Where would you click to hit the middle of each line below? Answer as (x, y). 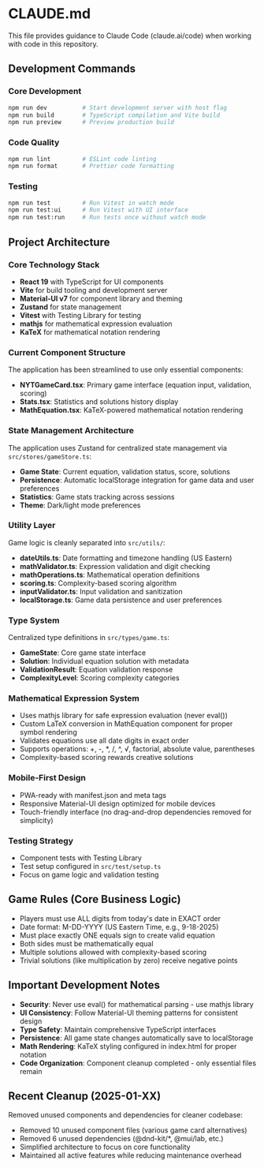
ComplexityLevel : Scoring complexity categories (99, 678)
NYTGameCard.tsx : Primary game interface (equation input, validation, (136, 385)
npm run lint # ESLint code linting (82, 159)
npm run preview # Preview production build (91, 122)
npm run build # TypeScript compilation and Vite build (114, 115)
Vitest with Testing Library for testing (80, 315)
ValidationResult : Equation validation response (96, 670)
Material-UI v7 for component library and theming (101, 298)
